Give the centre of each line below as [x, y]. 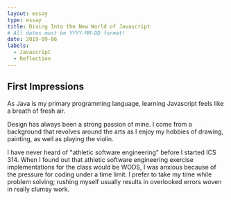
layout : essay [28, 13]
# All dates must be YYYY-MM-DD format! [67, 33]
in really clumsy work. [38, 189]
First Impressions [46, 87]
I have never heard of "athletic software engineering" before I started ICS [112, 152]
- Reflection [32, 59]
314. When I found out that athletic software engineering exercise [101, 159]
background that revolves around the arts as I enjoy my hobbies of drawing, [115, 131]
